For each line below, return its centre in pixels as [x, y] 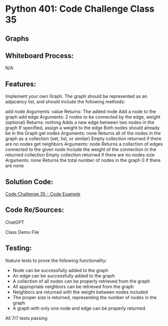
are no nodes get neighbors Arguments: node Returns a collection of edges [84, 144]
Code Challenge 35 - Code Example [43, 194]
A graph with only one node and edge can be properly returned [79, 308]
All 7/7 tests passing [26, 318]
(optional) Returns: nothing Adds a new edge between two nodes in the [80, 122]
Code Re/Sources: [35, 210]
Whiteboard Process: [40, 56]
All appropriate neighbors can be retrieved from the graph [73, 286]
